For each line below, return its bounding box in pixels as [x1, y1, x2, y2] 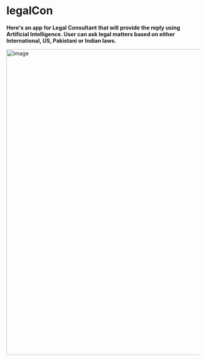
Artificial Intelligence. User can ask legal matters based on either [6, 30, 175, 37]
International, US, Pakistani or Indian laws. [6, 37, 116, 44]
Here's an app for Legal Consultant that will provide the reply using [6, 24, 181, 31]
